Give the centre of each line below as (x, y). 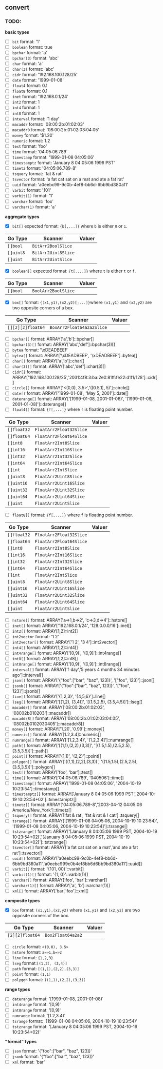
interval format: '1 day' (36, 119)
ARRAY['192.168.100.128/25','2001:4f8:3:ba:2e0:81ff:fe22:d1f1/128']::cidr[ (84, 378)
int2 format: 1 (26, 102)
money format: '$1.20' (33, 135)
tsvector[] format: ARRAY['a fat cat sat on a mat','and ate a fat (75, 847)
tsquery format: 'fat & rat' (37, 174)
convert (17, 8)
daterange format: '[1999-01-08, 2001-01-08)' (58, 999)
